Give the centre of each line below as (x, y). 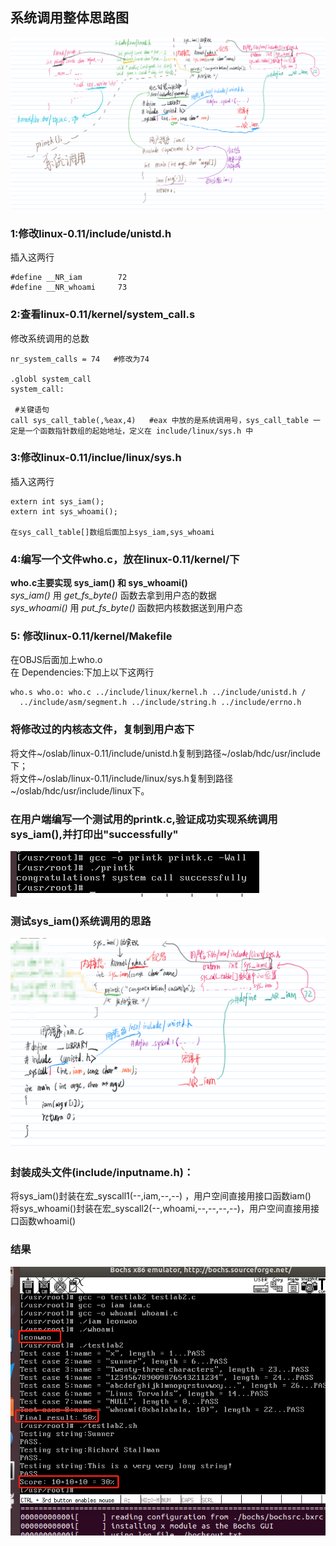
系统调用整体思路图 (69, 18)
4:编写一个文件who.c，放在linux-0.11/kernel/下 (125, 559)
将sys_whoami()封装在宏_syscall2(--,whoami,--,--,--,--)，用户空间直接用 (160, 1209)
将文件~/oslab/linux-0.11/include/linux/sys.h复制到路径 (121, 778)
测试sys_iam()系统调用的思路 (81, 921)
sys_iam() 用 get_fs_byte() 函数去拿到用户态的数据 (113, 595)
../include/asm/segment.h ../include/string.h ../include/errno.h (160, 703)
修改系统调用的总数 (50, 338)
